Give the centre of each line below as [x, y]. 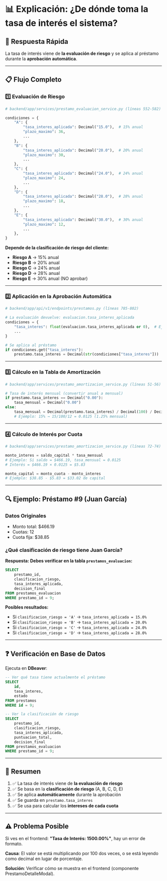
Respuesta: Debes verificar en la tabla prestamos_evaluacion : [69, 561]
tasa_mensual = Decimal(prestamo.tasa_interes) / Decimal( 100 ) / [83, 412]
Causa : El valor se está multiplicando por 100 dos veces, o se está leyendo [82, 853]
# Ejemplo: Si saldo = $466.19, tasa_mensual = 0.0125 [63, 460]
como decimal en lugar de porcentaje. [44, 859]
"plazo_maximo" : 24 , [44, 178]
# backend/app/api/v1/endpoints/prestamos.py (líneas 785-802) [72, 309]
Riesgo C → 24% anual [36, 268]
